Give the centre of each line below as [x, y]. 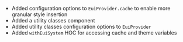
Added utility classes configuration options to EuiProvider [81, 26]
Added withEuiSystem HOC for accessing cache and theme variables [94, 33]
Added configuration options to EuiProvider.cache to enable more [91, 8]
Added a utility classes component [53, 20]
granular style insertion [39, 14]
